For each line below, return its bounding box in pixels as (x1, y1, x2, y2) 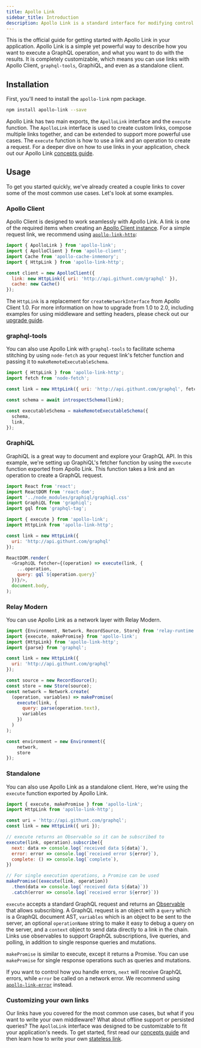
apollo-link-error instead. (6, 981, 73, 988)
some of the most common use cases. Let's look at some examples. (6, 189, 174, 196)
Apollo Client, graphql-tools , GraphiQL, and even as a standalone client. (6, 62, 184, 69)
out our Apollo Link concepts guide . (6, 150, 95, 157)
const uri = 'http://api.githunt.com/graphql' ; (6, 817, 127, 823)
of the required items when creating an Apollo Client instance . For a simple (6, 225, 190, 232)
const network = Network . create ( (6, 688, 90, 694)
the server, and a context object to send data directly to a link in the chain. (6, 925, 190, 933)
